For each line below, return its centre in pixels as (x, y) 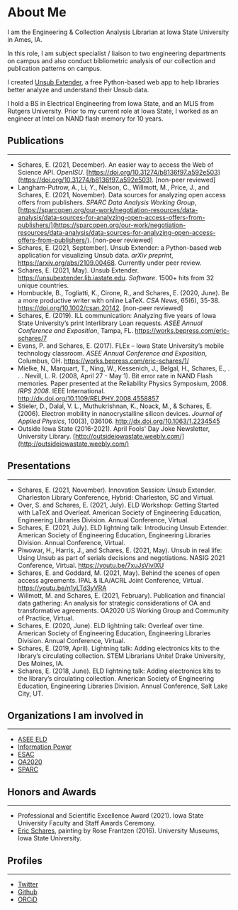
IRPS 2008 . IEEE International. (61, 390)
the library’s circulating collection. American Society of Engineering (116, 678)
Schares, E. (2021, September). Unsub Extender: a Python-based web (119, 247)
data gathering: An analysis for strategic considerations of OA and (114, 603)
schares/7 (32, 338)
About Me (37, 12)
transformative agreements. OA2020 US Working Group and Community (123, 610)
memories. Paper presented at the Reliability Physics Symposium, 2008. (123, 383)
